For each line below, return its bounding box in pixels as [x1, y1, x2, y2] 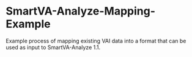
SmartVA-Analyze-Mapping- [6, 4, 156, 18]
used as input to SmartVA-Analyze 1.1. [6, 44, 101, 51]
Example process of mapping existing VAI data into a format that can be [6, 37, 186, 44]
